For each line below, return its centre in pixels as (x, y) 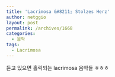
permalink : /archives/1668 (39, 28)
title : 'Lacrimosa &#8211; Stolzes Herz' (58, 12)
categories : (21, 34)
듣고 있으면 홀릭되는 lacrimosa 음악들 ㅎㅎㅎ (57, 68)
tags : (13, 45)
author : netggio (26, 17)
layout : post (22, 23)
